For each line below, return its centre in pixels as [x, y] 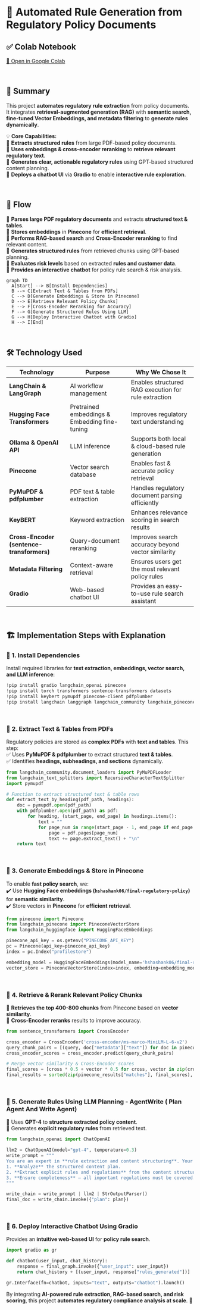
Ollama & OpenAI [34, 443]
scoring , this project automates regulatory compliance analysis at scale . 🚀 [99, 1300]
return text [32, 844]
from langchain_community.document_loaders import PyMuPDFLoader [89, 772]
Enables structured [157, 382]
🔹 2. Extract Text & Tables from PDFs [60, 729]
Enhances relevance [159, 512]
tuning [79, 429]
